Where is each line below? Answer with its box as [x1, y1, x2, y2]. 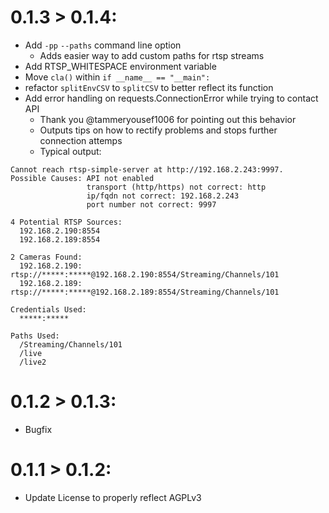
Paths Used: [10, 331, 60, 341]
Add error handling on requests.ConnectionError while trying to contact [24, 92, 319, 104]
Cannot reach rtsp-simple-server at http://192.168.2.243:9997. [10, 164, 284, 175]
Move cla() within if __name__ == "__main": [24, 71, 211, 83]
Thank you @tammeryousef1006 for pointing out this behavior [39, 113, 297, 125]
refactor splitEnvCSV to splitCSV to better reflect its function [24, 81, 274, 93]
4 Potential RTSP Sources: [10, 217, 123, 227]
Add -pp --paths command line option [24, 39, 182, 51]
